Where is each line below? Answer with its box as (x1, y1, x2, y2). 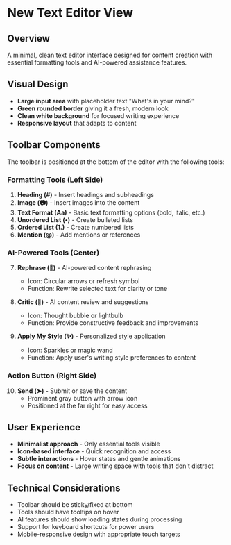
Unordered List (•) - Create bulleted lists (17, 215, 134, 224)
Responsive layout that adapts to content (17, 119, 137, 127)
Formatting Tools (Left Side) (7, 175, 103, 185)
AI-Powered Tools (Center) (7, 248, 100, 258)
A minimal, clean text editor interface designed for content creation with (7, 51, 213, 59)
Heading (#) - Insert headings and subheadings (17, 190, 155, 199)
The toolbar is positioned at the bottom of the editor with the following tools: (7, 158, 225, 166)
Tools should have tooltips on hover (17, 508, 119, 517)
